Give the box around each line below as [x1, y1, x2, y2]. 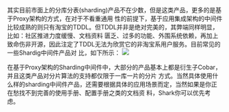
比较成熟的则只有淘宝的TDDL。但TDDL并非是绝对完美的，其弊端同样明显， [7, 23, 219, 31]
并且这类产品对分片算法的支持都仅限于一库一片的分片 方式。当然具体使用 [7, 72, 213, 80]
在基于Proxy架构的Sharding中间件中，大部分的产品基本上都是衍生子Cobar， [7, 64, 222, 71]
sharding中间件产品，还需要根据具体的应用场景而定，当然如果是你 [25, 81, 212, 88]
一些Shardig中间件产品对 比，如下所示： [7, 48, 121, 57]
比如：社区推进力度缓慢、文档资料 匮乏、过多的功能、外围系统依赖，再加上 [7, 31, 219, 40]
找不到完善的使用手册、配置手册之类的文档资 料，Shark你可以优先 [18, 89, 205, 97]
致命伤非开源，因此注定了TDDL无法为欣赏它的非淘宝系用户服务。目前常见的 [7, 40, 221, 48]
